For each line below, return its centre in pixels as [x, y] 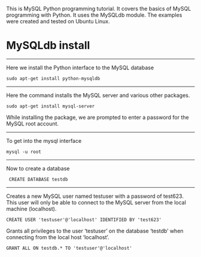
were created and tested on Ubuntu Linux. [58, 21]
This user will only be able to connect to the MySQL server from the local [96, 202]
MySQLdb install [48, 46]
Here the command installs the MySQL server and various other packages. [98, 95]
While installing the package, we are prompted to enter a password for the [98, 117]
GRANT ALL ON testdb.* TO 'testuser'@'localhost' [69, 248]
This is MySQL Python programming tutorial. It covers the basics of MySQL [99, 9]
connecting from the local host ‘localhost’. [58, 237]
